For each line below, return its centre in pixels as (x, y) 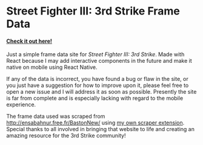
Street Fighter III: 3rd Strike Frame (93, 11)
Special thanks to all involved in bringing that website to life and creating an (101, 129)
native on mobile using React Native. (52, 67)
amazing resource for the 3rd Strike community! (66, 136)
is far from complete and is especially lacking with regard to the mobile (95, 98)
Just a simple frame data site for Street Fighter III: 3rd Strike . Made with (95, 54)
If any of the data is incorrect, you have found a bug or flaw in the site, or (98, 79)
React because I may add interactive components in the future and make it (99, 61)
